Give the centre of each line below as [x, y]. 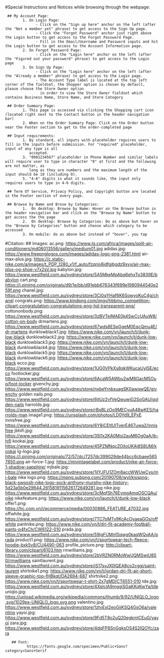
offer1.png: [16, 503]
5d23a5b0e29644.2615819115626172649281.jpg [54, 488]
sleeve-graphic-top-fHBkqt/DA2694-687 [46, 576]
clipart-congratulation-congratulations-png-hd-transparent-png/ [70, 306]
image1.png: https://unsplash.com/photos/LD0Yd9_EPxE [85, 415]
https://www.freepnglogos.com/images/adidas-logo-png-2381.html [73, 254]
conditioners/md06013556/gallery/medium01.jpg [54, 249]
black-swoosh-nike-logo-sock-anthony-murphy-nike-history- [67, 482]
